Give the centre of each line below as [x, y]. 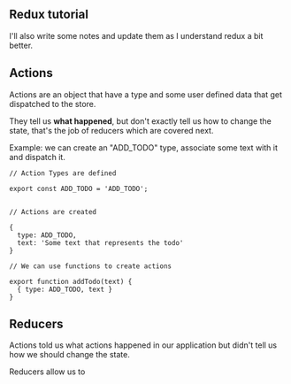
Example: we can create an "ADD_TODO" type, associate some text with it [144, 147]
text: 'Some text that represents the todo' [100, 242]
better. [21, 45]
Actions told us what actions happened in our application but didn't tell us [143, 345]
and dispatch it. [38, 157]
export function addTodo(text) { [71, 281]
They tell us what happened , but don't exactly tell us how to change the [140, 121]
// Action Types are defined [63, 173]
